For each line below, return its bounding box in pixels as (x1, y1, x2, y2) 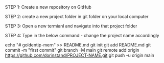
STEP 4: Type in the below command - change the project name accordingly (5, 33, 160, 38)
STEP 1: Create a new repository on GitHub (5, 4, 92, 10)
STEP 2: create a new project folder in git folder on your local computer (5, 14, 149, 19)
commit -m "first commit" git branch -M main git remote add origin (5, 47, 140, 53)
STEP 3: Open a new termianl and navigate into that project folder (5, 23, 138, 29)
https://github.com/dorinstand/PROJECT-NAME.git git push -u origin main (5, 52, 155, 58)
